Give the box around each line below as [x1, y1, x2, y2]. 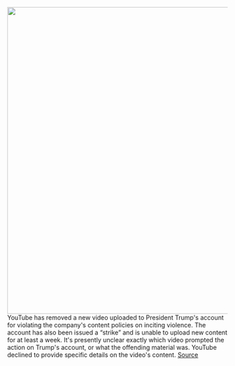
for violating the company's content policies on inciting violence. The [7, 321, 206, 329]
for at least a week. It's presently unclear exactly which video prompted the [7, 336, 225, 344]
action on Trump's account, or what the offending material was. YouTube [7, 344, 217, 351]
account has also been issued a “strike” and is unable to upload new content [7, 328, 228, 337]
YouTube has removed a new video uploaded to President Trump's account [7, 313, 224, 322]
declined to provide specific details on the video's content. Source [7, 351, 199, 359]
